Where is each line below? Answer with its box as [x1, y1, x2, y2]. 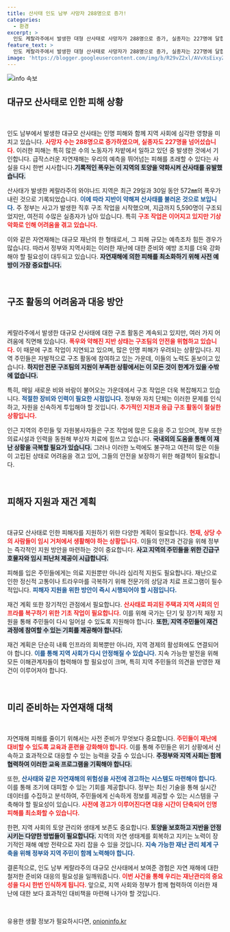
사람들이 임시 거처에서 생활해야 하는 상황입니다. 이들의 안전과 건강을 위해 [14, 537, 207, 545]
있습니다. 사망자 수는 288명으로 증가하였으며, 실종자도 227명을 [19, 138, 188, 146]
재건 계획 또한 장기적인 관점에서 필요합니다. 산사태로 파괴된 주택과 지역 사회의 [7, 601, 212, 609]
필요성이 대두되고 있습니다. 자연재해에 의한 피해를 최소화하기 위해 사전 [27, 252, 212, 260]
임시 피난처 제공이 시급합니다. [30, 554, 109, 562]
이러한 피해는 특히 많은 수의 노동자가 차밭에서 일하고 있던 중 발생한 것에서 [16, 146, 212, 154]
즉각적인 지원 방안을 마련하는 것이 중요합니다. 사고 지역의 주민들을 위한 [14, 546, 202, 554]
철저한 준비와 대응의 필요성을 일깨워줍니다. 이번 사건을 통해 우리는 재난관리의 [7, 872, 211, 880]
